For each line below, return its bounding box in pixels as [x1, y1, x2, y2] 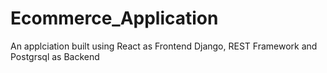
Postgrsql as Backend [10, 50, 100, 62]
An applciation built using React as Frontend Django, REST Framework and [10, 40, 318, 52]
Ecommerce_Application [10, 7, 219, 30]
